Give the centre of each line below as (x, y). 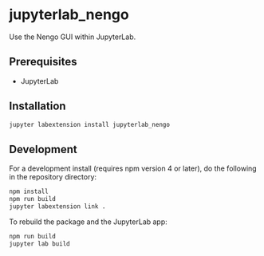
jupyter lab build (39, 244)
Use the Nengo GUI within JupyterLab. (73, 37)
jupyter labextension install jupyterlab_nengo (90, 124)
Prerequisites (43, 62)
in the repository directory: (53, 177)
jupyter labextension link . (57, 207)
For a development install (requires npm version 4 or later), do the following (133, 168)
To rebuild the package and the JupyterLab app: (89, 222)
